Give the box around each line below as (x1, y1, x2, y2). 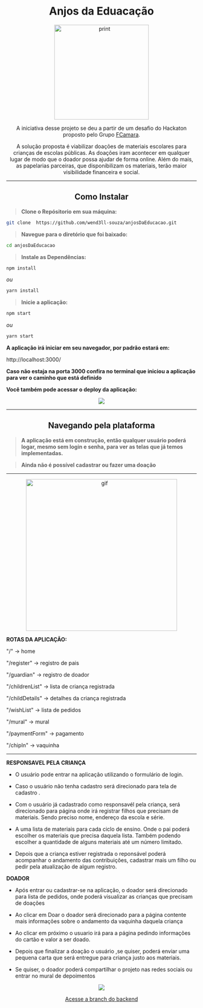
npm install (6, 265, 36, 271)
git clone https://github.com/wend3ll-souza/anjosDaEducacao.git (6, 220, 177, 226)
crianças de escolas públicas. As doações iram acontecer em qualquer (13, 149, 190, 156)
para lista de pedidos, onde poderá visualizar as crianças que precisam (14, 893, 193, 900)
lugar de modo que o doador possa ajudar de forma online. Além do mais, (10, 155, 193, 163)
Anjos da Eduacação (49, 4, 154, 18)
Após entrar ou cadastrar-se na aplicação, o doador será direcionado (14, 886, 188, 893)
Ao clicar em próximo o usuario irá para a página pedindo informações (14, 929, 191, 936)
